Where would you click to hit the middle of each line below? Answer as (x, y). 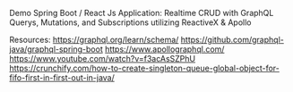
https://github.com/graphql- (232, 40)
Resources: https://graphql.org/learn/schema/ (94, 40)
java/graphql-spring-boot (56, 49)
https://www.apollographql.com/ (164, 49)
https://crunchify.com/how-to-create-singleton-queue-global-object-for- (145, 68)
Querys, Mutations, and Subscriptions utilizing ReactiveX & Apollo (130, 22)
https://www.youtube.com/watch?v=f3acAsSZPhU (102, 59)
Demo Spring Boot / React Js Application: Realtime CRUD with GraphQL (142, 13)
